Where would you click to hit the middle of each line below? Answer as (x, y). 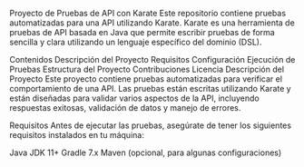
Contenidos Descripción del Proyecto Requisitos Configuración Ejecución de (152, 59)
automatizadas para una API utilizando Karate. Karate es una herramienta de (152, 23)
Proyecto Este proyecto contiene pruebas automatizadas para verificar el (146, 79)
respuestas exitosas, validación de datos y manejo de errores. (125, 108)
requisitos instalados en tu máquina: (77, 135)
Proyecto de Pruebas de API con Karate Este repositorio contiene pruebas (148, 13)
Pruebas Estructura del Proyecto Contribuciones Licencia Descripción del (147, 69)
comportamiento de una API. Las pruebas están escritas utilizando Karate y (151, 88)
